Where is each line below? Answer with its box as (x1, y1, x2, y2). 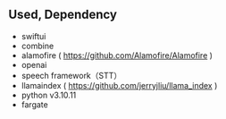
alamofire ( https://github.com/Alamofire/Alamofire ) (21, 49, 213, 61)
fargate (21, 98, 48, 110)
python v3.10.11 (21, 89, 77, 100)
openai (21, 59, 47, 70)
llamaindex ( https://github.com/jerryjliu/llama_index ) (21, 80, 218, 90)
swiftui (21, 30, 46, 41)
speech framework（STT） (21, 70, 122, 81)
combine (21, 40, 54, 51)
